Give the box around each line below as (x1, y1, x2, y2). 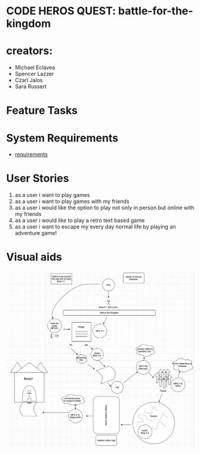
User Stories (6, 172, 69, 186)
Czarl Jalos (14, 76, 43, 84)
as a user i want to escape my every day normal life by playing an (14, 223, 176, 230)
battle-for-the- (118, 4, 193, 18)
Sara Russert (14, 83, 47, 90)
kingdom (6, 17, 51, 30)
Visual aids (6, 251, 63, 264)
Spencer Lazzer (14, 70, 54, 78)
